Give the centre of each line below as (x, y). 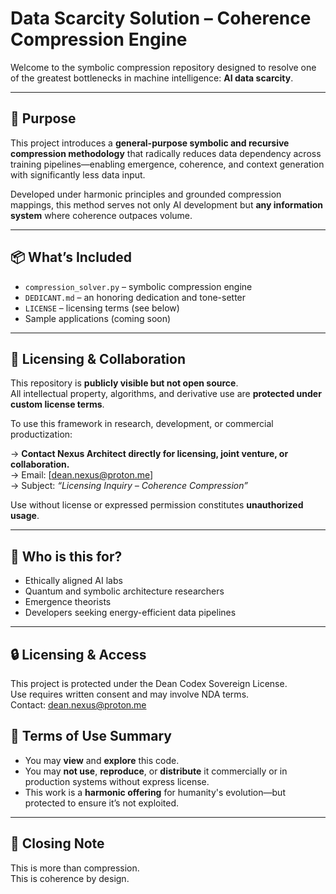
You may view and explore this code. (102, 760)
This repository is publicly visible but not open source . (124, 383)
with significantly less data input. (78, 174)
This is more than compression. (75, 868)
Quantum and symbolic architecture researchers (124, 591)
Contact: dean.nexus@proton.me (78, 705)
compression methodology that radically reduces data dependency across (166, 153)
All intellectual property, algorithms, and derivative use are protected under (166, 394)
